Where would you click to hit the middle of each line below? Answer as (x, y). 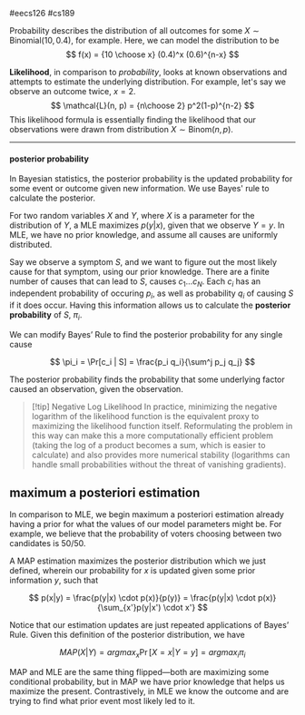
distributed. (31, 245)
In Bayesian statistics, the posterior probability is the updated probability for (151, 179)
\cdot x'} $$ (186, 608)
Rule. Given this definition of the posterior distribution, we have (127, 635)
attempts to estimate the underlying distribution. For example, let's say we (148, 82)
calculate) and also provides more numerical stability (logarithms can (161, 455)
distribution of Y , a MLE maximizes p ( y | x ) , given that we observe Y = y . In (147, 225)
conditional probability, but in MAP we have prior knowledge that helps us (147, 682)
